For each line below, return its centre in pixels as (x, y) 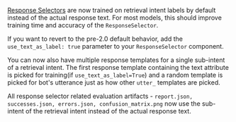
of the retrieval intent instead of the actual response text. (108, 111)
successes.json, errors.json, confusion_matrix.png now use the (104, 104)
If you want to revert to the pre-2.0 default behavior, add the (95, 39)
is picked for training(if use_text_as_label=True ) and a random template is (115, 75)
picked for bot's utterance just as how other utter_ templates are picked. (114, 83)
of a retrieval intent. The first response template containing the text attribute (118, 67)
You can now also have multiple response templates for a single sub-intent (116, 60)
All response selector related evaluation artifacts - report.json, (100, 96)
